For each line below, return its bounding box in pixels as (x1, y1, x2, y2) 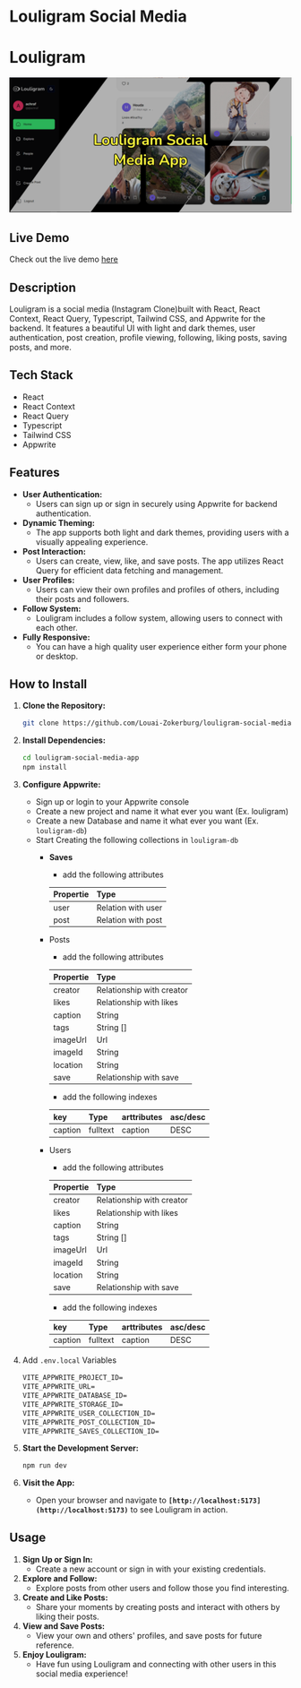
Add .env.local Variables (21, 1355, 117, 1365)
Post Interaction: (21, 546, 87, 556)
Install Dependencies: (21, 735, 106, 745)
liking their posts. (35, 1611, 100, 1622)
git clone (21, 719, 60, 728)
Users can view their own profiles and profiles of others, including (35, 584, 279, 595)
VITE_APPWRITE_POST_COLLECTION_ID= (21, 1417, 156, 1426)
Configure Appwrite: (21, 779, 101, 789)
